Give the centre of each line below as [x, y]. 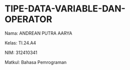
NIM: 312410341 [21, 52]
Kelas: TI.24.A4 [20, 42]
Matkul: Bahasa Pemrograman [36, 62]
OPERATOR [28, 19]
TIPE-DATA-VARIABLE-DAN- [65, 9]
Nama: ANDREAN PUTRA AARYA [38, 33]
